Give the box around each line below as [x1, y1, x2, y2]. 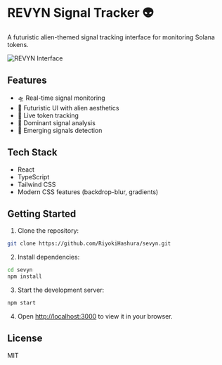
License [7, 333, 43, 345]
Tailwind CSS [17, 180, 56, 188]
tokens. [7, 40, 30, 49]
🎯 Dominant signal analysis [17, 118, 96, 127]
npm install [7, 273, 42, 281]
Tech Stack [7, 146, 58, 158]
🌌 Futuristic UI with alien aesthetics [17, 103, 119, 112]
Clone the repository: [17, 226, 79, 235]
